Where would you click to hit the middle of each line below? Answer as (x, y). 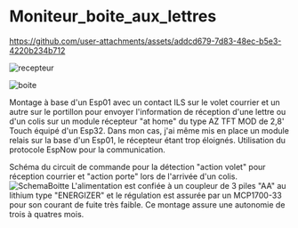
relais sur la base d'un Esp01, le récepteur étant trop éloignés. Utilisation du (148, 140)
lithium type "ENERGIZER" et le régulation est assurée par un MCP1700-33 (145, 195)
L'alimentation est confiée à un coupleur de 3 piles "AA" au (178, 185)
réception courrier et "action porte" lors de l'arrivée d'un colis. (124, 176)
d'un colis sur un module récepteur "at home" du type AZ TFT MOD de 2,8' (147, 121)
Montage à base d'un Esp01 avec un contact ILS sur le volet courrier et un (145, 102)
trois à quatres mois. (47, 214)
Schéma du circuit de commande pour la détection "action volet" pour (137, 167)
